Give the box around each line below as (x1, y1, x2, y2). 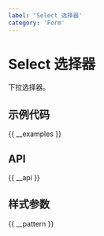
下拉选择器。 (8, 83, 50, 92)
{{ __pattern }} (8, 219, 54, 228)
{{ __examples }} (8, 129, 61, 138)
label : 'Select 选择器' (8, 11, 83, 20)
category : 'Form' (8, 19, 65, 27)
